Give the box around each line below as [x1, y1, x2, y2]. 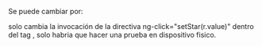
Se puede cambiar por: [8, 7, 83, 16]
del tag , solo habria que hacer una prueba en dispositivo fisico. [8, 31, 217, 39]
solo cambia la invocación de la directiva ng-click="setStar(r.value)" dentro [8, 22, 254, 31]
